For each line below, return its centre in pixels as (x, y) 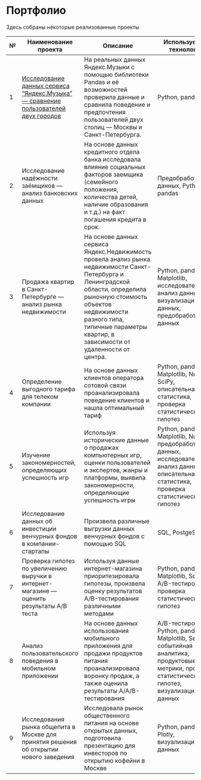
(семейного (101, 182)
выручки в (37, 576)
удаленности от (107, 349)
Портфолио (36, 11)
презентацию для (110, 745)
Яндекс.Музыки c (109, 67)
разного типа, (104, 319)
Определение (42, 381)
